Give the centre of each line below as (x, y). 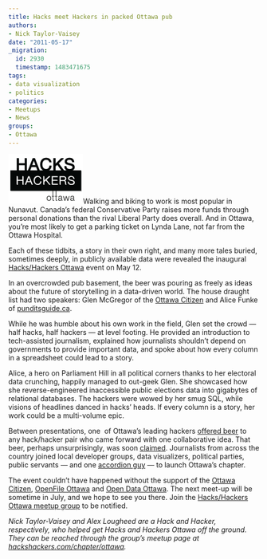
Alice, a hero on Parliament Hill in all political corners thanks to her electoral (132, 373)
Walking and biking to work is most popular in (158, 201)
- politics (26, 93)
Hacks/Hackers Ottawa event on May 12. (75, 267)
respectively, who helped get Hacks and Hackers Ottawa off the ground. (128, 529)
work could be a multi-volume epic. (67, 415)
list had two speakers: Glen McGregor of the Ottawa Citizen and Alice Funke (133, 300)
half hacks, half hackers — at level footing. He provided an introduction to (129, 332)
